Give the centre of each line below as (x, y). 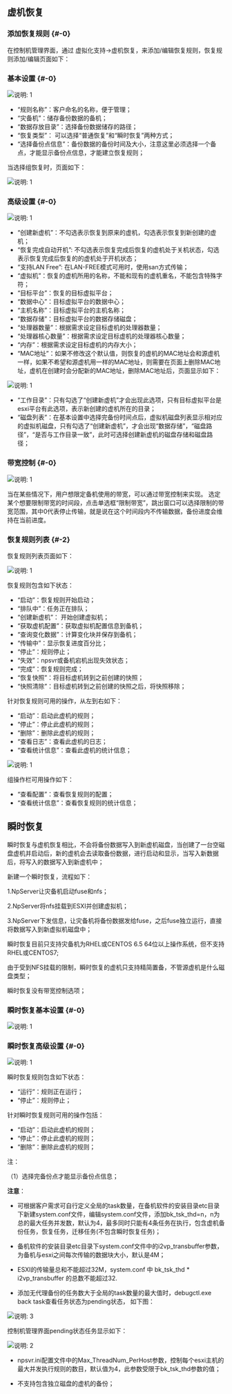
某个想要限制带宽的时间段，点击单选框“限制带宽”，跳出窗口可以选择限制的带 (116, 502)
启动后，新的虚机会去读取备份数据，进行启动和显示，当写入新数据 (125, 853)
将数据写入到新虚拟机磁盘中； (49, 929)
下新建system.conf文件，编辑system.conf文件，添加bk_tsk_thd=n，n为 (118, 1214)
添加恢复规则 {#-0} (39, 34)
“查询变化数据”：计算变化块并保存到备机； (77, 634)
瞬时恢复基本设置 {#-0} (46, 1010)
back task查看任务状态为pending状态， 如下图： (86, 1301)
